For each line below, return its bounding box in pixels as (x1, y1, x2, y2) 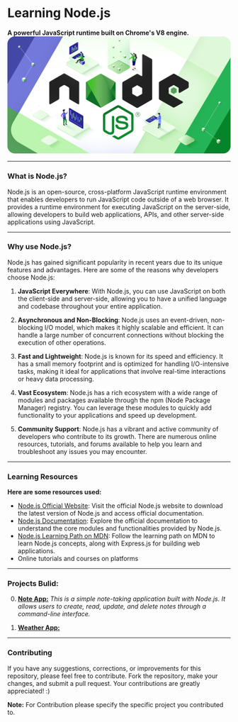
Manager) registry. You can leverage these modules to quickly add (17, 403, 212, 412)
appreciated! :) (7, 687, 50, 695)
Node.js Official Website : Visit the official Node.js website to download (17, 501, 223, 510)
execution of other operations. (17, 338, 106, 347)
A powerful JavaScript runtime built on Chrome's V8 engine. (7, 28, 189, 37)
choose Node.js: (7, 273, 55, 282)
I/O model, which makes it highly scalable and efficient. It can (45, 323, 225, 331)
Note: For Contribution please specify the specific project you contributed (7, 700, 224, 709)
